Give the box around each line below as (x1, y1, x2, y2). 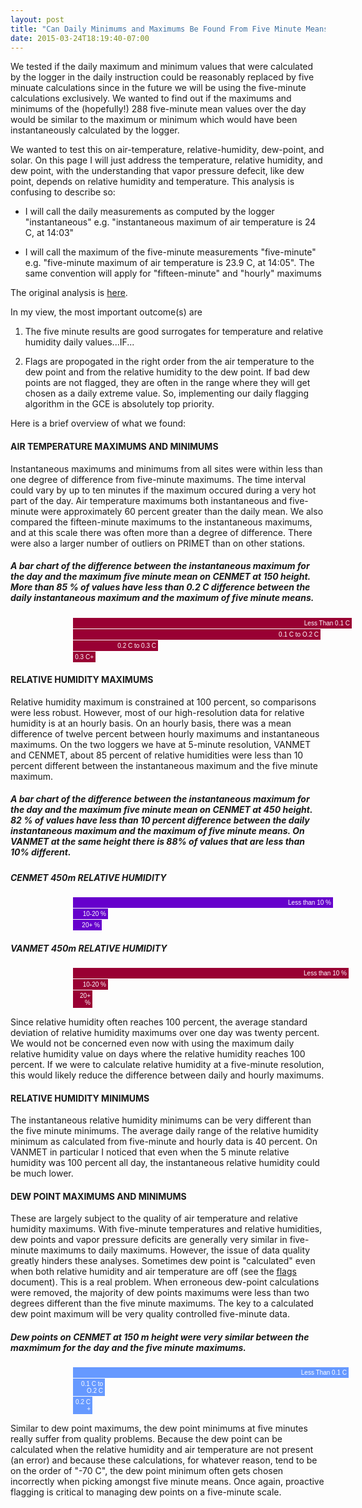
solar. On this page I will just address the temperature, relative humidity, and (10, 154, 323, 166)
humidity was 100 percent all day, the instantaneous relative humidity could (10, 1157, 320, 1169)
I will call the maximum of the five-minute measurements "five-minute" (24, 246, 317, 258)
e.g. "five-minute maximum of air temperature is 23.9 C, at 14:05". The (24, 257, 315, 269)
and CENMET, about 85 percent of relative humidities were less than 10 (10, 749, 304, 761)
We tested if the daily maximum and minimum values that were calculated (10, 61, 314, 73)
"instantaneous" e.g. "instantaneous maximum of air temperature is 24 (24, 216, 317, 228)
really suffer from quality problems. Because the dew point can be (10, 1433, 283, 1445)
